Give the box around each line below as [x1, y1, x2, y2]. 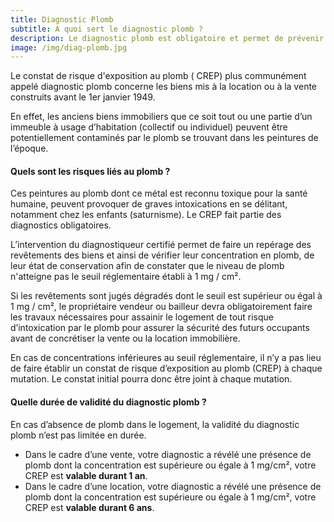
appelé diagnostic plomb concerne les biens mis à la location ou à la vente [10, 81, 318, 93]
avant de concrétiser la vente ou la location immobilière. [10, 332, 241, 345]
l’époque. [10, 142, 49, 155]
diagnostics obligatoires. [10, 219, 112, 231]
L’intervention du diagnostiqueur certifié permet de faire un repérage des [10, 239, 312, 251]
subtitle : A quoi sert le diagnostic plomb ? [10, 24, 203, 34]
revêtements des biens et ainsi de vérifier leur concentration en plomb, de [10, 249, 315, 261]
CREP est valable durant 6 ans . [24, 501, 155, 513]
